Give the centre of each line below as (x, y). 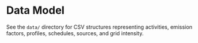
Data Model (35, 10)
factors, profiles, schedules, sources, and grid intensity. (75, 33)
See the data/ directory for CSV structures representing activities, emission (100, 27)
